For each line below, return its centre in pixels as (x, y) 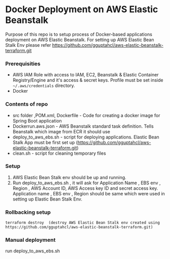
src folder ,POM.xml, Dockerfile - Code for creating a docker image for (87, 115)
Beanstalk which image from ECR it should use (61, 131)
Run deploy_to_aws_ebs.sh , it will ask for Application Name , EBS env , (87, 183)
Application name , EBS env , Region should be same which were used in (89, 193)
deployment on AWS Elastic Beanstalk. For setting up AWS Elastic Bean (80, 40)
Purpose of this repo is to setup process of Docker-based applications (79, 34)
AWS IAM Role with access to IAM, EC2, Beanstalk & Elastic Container (86, 75)
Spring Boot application (37, 121)
